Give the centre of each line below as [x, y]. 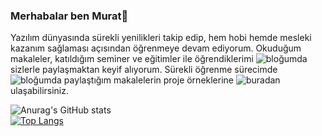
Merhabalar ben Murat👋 [69, 16]
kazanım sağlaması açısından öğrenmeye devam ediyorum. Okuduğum [156, 48]
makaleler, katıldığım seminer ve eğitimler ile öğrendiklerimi [132, 59]
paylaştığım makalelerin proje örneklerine [149, 80]
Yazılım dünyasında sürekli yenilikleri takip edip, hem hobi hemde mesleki [161, 38]
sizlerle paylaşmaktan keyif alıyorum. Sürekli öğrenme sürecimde [144, 70]
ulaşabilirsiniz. [40, 91]
